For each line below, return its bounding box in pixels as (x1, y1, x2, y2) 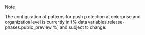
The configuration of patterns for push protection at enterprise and (5, 14, 141, 19)
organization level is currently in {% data (5, 19, 87, 25)
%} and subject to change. (52, 24, 107, 30)
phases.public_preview (5, 24, 52, 30)
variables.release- (88, 19, 125, 25)
